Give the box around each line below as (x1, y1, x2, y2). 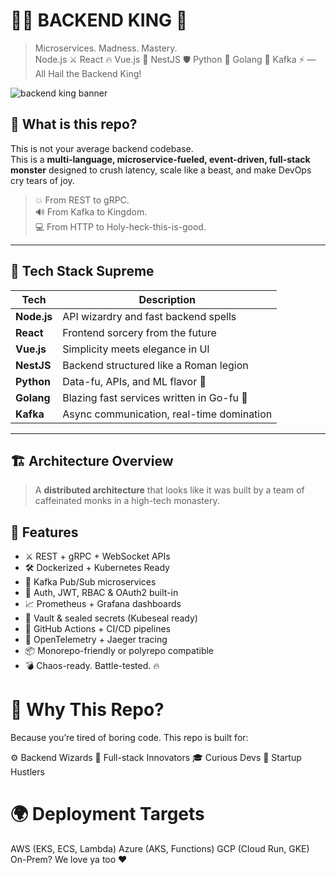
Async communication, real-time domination (62, 407, 273, 421)
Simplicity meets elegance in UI (62, 342, 210, 356)
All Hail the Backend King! (34, 67, 142, 79)
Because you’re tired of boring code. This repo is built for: (10, 732, 249, 744)
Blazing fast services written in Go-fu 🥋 (62, 390, 248, 404)
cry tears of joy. (10, 174, 75, 186)
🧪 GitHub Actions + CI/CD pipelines (24, 623, 171, 635)
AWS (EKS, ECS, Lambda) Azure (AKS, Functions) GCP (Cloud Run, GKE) (10, 843, 310, 855)
